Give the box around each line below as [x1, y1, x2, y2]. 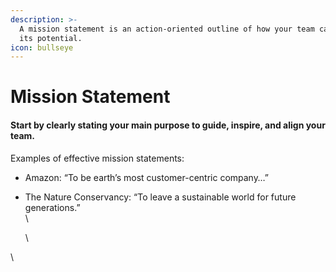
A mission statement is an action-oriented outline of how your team [19, 24, 315, 34]
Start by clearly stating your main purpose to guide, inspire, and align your [10, 119, 326, 131]
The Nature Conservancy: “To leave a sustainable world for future [24, 191, 297, 203]
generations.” [24, 201, 81, 213]
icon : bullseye [10, 42, 74, 53]
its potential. [19, 33, 83, 43]
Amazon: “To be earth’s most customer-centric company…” [24, 171, 269, 183]
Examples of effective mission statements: [10, 152, 185, 164]
